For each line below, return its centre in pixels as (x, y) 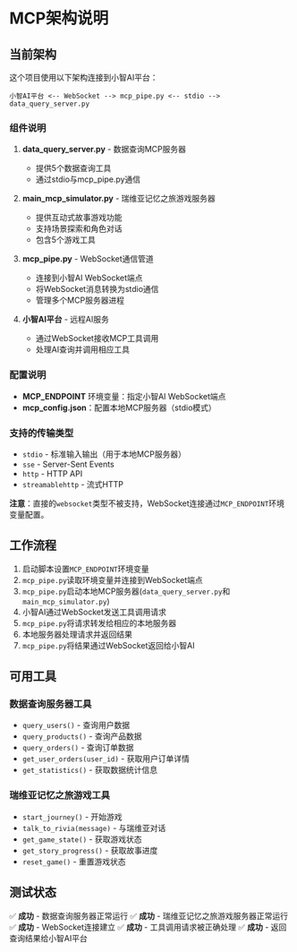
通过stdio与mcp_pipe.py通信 (88, 179)
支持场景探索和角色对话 (79, 228)
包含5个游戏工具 (65, 240)
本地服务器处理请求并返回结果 (77, 634)
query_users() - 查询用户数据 (76, 725)
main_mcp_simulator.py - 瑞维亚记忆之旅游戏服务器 (119, 199)
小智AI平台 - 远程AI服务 (65, 320)
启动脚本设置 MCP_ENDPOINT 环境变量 (85, 569)
